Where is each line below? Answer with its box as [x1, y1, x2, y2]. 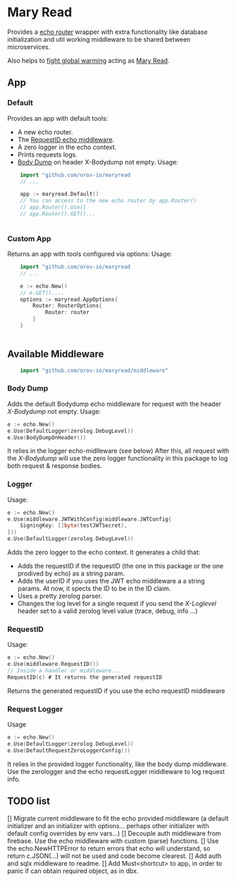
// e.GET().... [20, 289, 65, 297]
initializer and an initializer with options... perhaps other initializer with [7, 821, 209, 830]
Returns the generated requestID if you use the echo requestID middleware [7, 686, 225, 695]
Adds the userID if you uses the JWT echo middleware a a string [17, 577, 206, 585]
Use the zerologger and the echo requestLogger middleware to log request [7, 767, 225, 775]
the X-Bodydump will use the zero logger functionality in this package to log [7, 454, 228, 463]
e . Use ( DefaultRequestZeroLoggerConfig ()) [7, 746, 131, 754]
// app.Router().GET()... [20, 210, 97, 217]
